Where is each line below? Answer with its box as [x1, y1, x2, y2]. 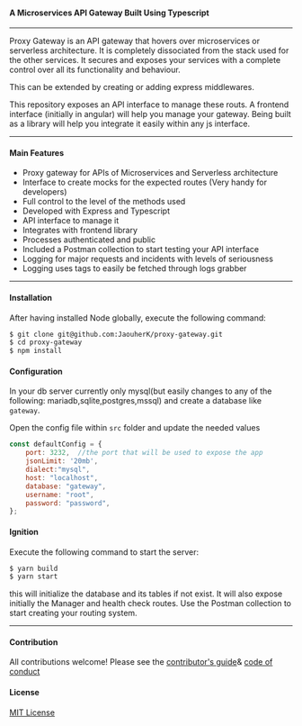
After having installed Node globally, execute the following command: [9, 312, 267, 323]
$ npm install [9, 347, 63, 356]
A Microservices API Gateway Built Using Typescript [9, 7, 209, 18]
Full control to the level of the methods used [22, 196, 186, 207]
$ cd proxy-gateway [9, 338, 83, 347]
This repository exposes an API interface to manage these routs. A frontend [9, 99, 289, 110]
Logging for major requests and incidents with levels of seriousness [22, 253, 274, 265]
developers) [22, 186, 67, 197]
